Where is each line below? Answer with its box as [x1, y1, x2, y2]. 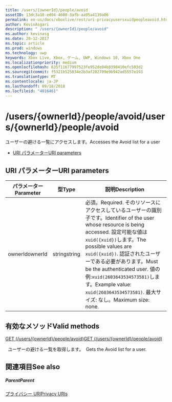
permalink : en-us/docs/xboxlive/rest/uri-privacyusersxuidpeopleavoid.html [5, 17, 170, 22]
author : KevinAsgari [5, 22, 50, 27]
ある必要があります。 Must [95, 258, 158, 265]
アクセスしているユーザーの [85, 207, 152, 214]
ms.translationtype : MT [5, 74, 56, 79]
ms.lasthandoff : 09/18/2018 [5, 83, 66, 89]
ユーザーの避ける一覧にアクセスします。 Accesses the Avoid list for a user [5, 139, 160, 145]
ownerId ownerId [8, 250, 48, 258]
